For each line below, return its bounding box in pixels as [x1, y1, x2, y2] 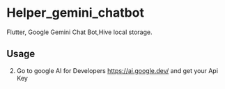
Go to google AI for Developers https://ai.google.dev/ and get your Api [16, 66, 219, 74]
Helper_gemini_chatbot [6, 5, 144, 21]
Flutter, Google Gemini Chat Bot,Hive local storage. [6, 28, 153, 36]
